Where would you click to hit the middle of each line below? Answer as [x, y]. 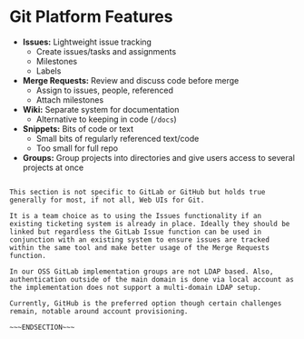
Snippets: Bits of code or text [78, 128]
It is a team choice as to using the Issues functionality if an [135, 215]
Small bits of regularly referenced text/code [118, 138]
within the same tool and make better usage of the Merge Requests [140, 247]
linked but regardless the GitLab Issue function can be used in [135, 232]
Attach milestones [70, 100]
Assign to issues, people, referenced [105, 90]
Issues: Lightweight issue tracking [87, 42]
